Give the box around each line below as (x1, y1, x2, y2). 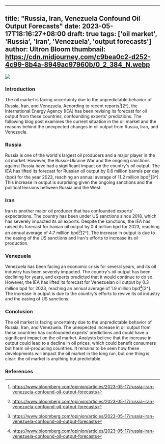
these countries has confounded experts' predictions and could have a (5, 329, 148, 335)
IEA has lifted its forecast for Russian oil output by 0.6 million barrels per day (5, 168, 160, 174)
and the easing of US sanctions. (5, 296, 70, 301)
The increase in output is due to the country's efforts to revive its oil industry (5, 291, 160, 296)
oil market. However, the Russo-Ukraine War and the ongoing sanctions (5, 158, 150, 164)
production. (5, 240, 28, 246)
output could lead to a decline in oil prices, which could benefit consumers (5, 340, 156, 346)
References (5, 368, 33, 375)
